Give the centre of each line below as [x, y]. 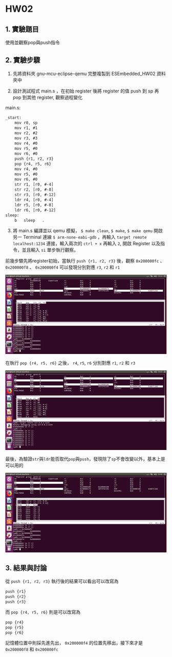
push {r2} [16, 597]
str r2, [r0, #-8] [34, 190]
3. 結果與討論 [26, 568]
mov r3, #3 [26, 138]
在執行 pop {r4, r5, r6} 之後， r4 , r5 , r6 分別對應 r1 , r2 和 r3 [70, 363]
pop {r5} [15, 628]
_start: [14, 118]
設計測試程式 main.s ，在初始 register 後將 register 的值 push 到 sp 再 [86, 91]
